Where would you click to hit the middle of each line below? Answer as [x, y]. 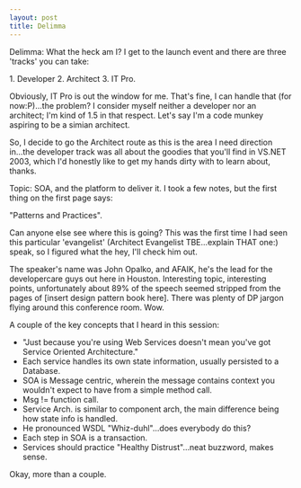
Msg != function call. [60, 399]
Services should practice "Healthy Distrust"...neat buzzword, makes [148, 447]
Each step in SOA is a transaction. [85, 438]
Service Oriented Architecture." [80, 351]
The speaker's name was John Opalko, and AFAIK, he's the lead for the [141, 269]
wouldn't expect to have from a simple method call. [117, 390]
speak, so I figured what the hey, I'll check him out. [103, 252]
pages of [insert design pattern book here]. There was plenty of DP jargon [147, 297]
